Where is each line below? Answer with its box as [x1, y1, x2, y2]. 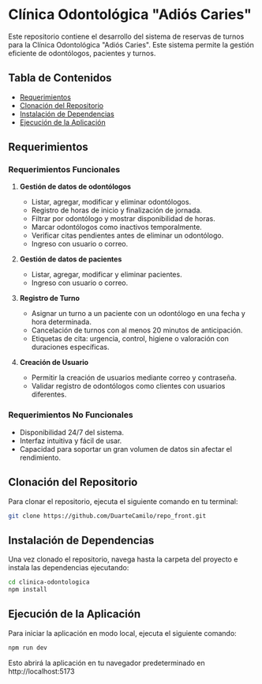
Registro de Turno [19, 294, 80, 303]
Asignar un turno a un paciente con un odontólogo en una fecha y [31, 309, 246, 318]
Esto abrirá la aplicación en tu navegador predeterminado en [8, 658, 205, 667]
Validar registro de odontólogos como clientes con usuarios [31, 381, 226, 391]
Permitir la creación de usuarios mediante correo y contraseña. [31, 373, 237, 382]
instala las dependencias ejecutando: [8, 563, 129, 573]
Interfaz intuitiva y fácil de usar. [19, 436, 122, 445]
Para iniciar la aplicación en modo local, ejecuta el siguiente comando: [8, 628, 237, 637]
